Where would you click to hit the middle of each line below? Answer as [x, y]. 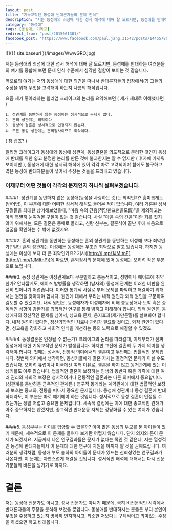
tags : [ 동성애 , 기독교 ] [27, 29]
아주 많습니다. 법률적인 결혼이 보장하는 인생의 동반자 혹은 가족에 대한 [91, 371]
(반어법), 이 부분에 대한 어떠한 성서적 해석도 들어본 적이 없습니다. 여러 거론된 [81, 204]
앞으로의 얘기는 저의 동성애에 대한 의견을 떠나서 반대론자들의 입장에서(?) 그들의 [84, 81]
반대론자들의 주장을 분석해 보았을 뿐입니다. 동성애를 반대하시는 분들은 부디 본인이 [86, 510]
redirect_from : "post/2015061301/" [43, 34]
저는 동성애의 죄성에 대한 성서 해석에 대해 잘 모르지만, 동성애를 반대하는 [76, 63]
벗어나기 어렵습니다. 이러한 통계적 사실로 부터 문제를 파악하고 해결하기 [84, 290]
